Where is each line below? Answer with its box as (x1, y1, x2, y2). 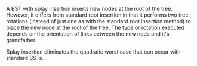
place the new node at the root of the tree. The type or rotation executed (6, 24, 185, 31)
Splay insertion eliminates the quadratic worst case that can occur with (6, 48, 181, 55)
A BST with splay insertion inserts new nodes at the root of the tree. (6, 5, 173, 12)
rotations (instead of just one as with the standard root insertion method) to (6, 18, 191, 24)
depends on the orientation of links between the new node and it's (6, 30, 170, 37)
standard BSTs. (6, 55, 44, 61)
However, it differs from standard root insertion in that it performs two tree (6, 11, 189, 18)
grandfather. (6, 37, 37, 43)
